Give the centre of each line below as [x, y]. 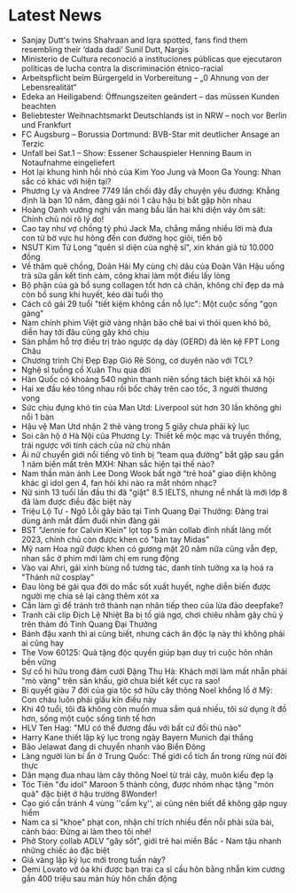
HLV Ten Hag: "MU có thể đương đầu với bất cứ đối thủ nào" [131, 727]
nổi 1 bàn [38, 417]
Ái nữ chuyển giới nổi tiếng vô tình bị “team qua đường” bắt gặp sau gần [152, 454]
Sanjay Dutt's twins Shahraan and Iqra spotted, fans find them [134, 40]
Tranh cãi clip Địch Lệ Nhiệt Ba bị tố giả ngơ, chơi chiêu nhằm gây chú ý [152, 615]
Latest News [55, 16]
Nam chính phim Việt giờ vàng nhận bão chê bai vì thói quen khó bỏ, [146, 322]
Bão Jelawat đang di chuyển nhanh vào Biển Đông [113, 747]
